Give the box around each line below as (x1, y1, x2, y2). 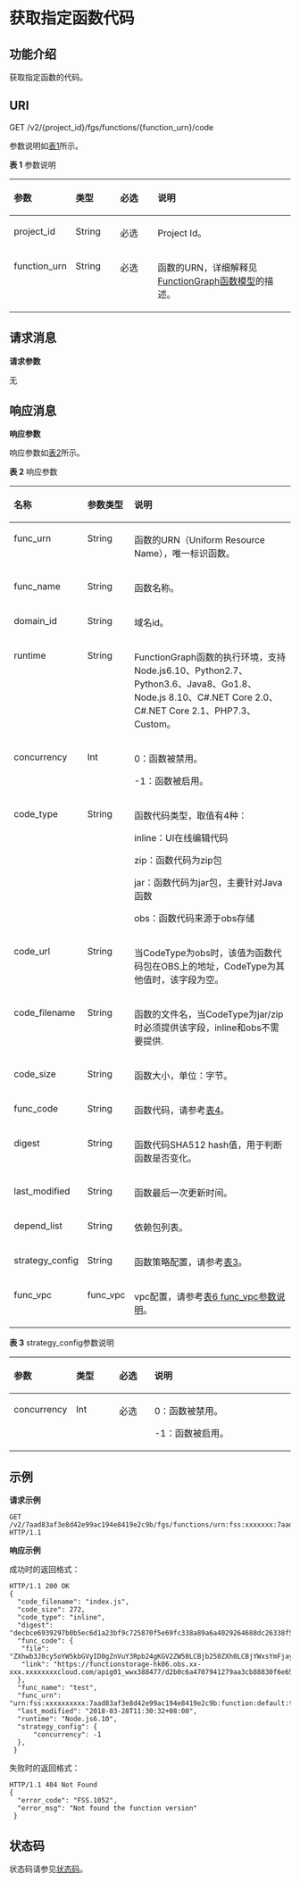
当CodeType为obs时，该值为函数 (133, 947, 274, 960)
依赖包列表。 (133, 1221, 188, 1234)
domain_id (13, 615, 58, 628)
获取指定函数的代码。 (9, 72, 87, 82)
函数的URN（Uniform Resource (133, 534, 265, 546)
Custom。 (133, 718, 176, 730)
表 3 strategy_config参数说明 (9, 1337, 114, 1348)
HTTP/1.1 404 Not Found (9, 1780, 98, 1790)
